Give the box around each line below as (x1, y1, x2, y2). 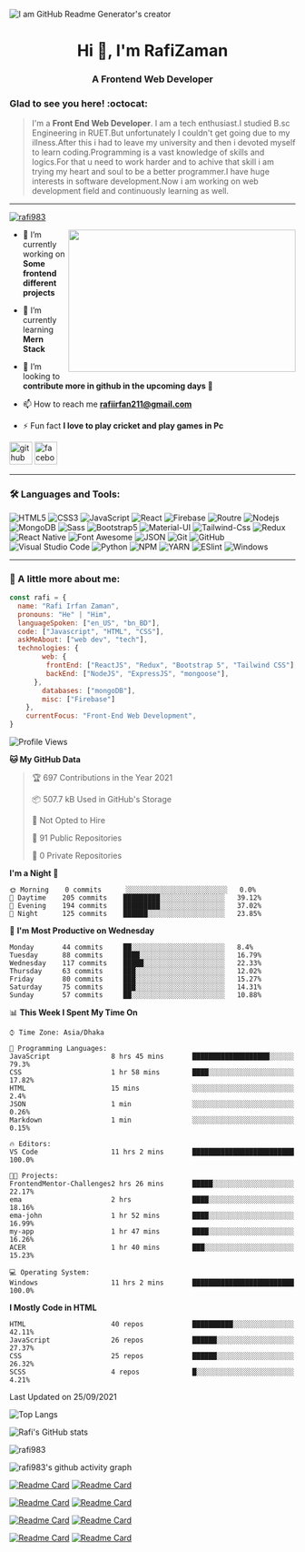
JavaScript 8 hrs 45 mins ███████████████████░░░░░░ (9, 1052, 295, 1061)
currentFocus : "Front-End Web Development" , (25, 711, 197, 721)
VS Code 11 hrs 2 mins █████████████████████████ (9, 1147, 295, 1156)
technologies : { (17, 644, 79, 653)
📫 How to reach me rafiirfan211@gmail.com (22, 398, 192, 409)
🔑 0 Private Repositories (31, 851, 123, 861)
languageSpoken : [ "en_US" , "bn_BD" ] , (17, 619, 161, 628)
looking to (22, 371, 61, 382)
